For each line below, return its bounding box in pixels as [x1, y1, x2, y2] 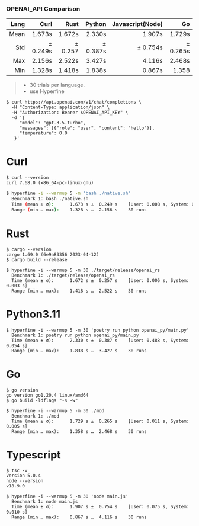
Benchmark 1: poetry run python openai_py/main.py [11, 332, 139, 338]
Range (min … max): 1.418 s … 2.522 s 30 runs [11, 288, 147, 294]
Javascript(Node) [112, 20, 163, 28]
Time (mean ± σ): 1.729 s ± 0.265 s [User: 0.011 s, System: [11, 418, 190, 424]
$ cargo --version [6, 246, 52, 252]
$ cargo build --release [6, 256, 68, 262]
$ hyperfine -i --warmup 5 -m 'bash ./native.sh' [6, 190, 131, 197]
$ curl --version [6, 175, 49, 181]
